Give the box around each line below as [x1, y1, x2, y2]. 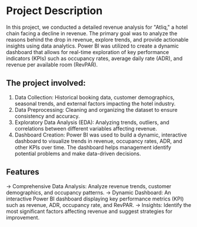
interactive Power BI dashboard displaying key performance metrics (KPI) [6, 195, 184, 202]
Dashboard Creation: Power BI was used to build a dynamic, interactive [14, 131, 187, 138]
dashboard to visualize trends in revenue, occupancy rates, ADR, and [14, 137, 182, 145]
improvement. [6, 213, 40, 221]
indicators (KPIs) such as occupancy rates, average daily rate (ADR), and [6, 55, 183, 62]
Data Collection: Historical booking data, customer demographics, [14, 94, 175, 101]
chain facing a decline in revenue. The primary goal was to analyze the [6, 29, 178, 36]
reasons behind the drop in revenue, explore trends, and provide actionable [6, 36, 189, 43]
